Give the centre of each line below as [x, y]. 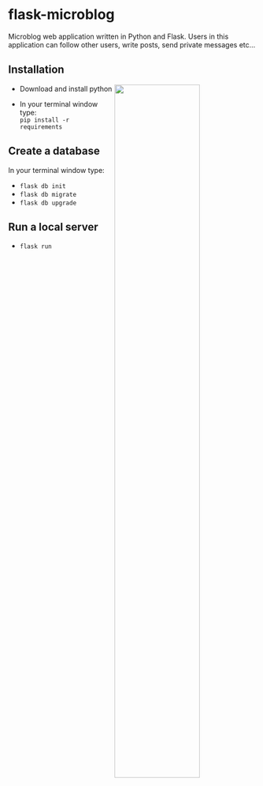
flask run [36, 246]
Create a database [54, 151]
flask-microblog [62, 15]
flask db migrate [48, 194]
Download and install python [66, 88]
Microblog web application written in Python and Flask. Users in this [119, 36]
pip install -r [44, 120]
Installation [36, 70]
